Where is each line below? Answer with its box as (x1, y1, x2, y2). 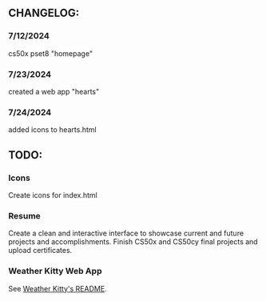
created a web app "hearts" (8, 86, 100, 96)
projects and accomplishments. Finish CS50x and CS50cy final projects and (8, 237, 258, 247)
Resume (8, 210, 42, 221)
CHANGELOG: (8, 6, 80, 20)
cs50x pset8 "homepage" (8, 48, 93, 58)
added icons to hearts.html (8, 125, 97, 134)
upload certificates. (8, 246, 73, 255)
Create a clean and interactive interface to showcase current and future (8, 228, 244, 239)
